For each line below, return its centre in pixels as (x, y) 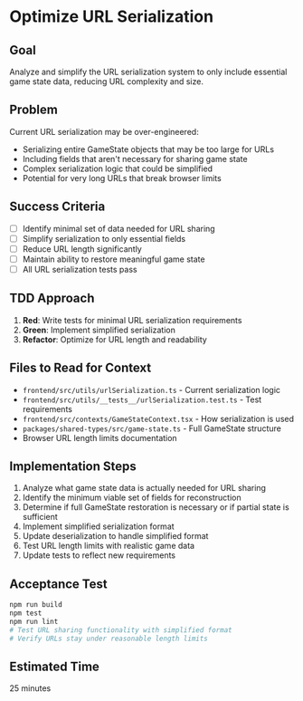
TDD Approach (52, 298)
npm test (26, 613)
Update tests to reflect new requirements (99, 555)
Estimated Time (54, 666)
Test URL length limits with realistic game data (109, 546)
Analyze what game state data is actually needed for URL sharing (144, 488)
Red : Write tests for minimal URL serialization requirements (132, 320)
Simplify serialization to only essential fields (104, 238)
